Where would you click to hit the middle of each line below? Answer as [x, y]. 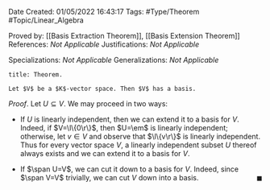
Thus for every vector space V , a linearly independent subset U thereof [138, 145]
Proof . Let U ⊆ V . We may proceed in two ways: [88, 103]
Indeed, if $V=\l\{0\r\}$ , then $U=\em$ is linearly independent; [124, 128]
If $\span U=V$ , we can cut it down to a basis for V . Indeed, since [129, 169]
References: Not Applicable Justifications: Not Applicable [104, 44]
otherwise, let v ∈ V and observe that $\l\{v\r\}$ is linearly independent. [140, 136]
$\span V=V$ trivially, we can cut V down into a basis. [109, 178]
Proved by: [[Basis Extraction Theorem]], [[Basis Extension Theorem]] [124, 36]
